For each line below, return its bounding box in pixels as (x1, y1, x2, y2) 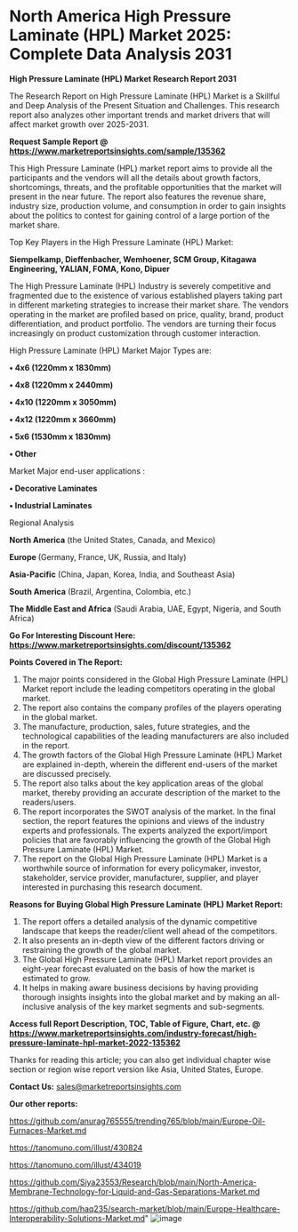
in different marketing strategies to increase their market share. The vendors (9, 300, 289, 310)
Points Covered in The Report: (9, 656, 123, 668)
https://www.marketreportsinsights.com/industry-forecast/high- (9, 1028, 258, 1038)
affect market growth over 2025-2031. (9, 118, 149, 130)
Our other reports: (9, 1098, 78, 1108)
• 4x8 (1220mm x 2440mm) (9, 380, 114, 390)
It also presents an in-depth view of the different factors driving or (21, 935, 265, 946)
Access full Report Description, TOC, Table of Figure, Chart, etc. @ (9, 1018, 261, 1028)
